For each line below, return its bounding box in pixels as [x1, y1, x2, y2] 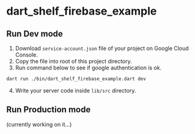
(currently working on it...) [6, 121, 72, 128]
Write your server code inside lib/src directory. [15, 86, 136, 94]
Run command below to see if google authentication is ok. [15, 64, 162, 71]
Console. [15, 51, 39, 58]
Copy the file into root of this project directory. [15, 58, 133, 65]
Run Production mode [6, 105, 91, 115]
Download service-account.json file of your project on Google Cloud [15, 44, 189, 52]
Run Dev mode [6, 29, 63, 39]
